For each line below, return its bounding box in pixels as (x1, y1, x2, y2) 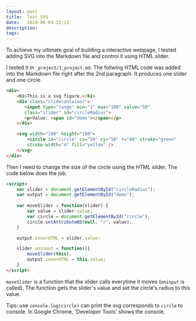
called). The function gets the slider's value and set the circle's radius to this (6, 284, 190, 291)
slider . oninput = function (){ (16, 245, 91, 252)
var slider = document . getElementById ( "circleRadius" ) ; (16, 186, 156, 192)
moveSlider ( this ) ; (27, 251, 72, 257)
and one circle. (6, 77, 42, 84)
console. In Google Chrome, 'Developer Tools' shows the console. (6, 308, 166, 315)
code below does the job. (6, 169, 67, 176)
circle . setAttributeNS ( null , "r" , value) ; (27, 219, 132, 225)
